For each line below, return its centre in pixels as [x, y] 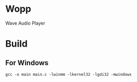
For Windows [27, 63]
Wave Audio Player [25, 23]
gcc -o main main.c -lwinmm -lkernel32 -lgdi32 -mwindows [68, 74]
